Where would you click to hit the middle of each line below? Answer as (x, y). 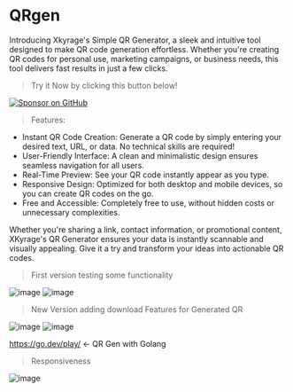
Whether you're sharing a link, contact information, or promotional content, (146, 229)
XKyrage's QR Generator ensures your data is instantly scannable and (136, 239)
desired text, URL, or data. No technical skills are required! (128, 146)
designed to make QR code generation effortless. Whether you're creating (144, 49)
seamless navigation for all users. (83, 165)
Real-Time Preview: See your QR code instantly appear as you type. (146, 175)
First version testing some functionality (102, 275)
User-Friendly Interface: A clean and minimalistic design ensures (140, 155)
